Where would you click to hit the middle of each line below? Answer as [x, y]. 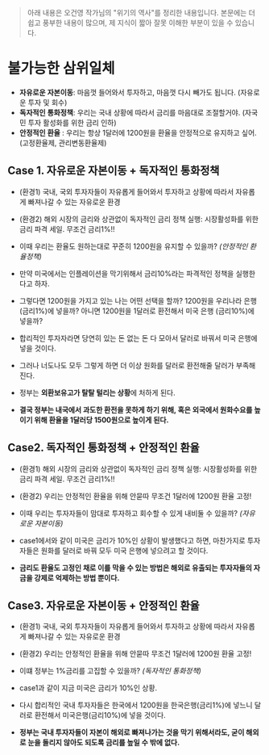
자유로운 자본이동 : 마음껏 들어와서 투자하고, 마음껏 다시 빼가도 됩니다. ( [130, 92]
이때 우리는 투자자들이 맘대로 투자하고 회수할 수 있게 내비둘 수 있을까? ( [130, 513]
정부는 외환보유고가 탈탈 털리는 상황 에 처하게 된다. [97, 392]
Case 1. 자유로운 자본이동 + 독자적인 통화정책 [114, 171]
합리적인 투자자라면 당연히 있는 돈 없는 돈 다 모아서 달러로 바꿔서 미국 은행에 [139, 338]
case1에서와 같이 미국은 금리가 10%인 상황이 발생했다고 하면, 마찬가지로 [132, 540]
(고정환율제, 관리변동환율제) [63, 143]
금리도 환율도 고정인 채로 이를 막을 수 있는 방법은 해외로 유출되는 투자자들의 [136, 568]
